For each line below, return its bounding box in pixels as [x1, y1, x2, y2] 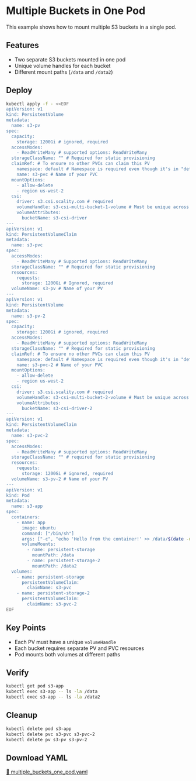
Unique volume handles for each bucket [14, 62, 111, 69]
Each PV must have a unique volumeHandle [14, 638, 117, 645]
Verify [6, 668, 29, 678]
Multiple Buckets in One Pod [6, 4, 146, 18]
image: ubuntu [21, 525, 57, 531]
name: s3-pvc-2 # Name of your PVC [16, 362, 103, 368]
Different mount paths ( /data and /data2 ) [14, 68, 113, 75]
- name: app [16, 519, 45, 525]
